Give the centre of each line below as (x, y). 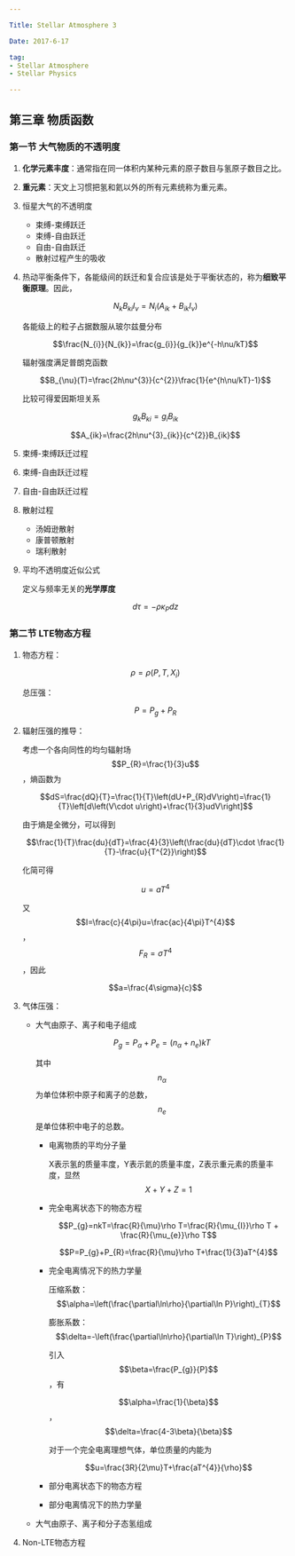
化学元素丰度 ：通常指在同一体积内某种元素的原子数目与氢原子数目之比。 (154, 168)
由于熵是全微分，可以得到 (69, 825)
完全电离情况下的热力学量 (95, 1270)
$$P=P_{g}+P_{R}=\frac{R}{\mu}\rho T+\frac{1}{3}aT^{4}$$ (168, 1252)
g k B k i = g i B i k (155, 417)
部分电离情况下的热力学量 (95, 1505)
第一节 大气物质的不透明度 (65, 147)
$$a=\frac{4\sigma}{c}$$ (155, 988)
